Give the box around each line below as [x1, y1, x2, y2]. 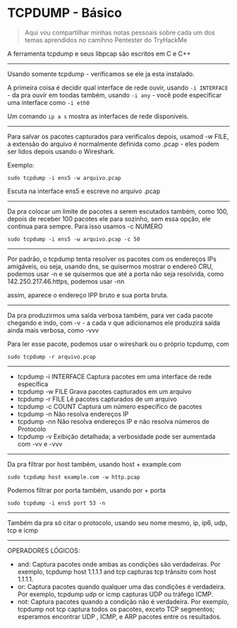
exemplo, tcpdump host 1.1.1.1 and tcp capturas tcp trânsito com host [17, 567, 217, 576]
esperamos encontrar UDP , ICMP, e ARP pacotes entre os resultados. [17, 612, 222, 621]
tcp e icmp [7, 526, 39, 534]
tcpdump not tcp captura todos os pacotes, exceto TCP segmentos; [17, 605, 215, 613]
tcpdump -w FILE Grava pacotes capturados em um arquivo [17, 387, 192, 395]
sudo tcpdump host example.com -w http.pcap [7, 474, 140, 481]
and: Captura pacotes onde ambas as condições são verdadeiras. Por [17, 560, 221, 568]
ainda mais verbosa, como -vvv [7, 326, 99, 334]
